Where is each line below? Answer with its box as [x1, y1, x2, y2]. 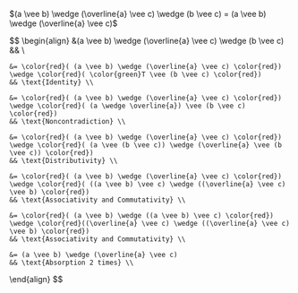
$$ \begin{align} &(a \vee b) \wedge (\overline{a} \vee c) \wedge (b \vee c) [9, 36, 285, 46]
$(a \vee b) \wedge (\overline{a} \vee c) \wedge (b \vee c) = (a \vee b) [9, 9, 267, 19]
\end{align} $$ [9, 274, 64, 284]
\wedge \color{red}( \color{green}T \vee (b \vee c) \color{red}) [9, 70, 262, 79]
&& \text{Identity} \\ [9, 78, 94, 87]
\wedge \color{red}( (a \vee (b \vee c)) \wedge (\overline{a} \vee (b [9, 141, 282, 150]
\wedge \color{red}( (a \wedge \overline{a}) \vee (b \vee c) [9, 101, 246, 110]
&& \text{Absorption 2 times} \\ [9, 258, 134, 267]
